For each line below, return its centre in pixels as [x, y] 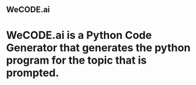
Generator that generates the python [98, 48]
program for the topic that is [76, 60]
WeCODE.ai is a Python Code [79, 35]
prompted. [33, 73]
